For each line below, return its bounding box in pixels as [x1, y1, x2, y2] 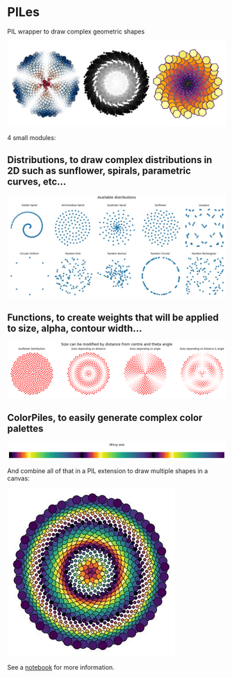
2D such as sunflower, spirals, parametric [7, 164, 191, 176]
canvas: [7, 475, 30, 483]
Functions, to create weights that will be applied [7, 311, 219, 323]
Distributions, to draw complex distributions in [7, 154, 213, 166]
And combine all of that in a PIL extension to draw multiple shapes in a [7, 467, 208, 475]
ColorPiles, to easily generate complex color [7, 412, 203, 424]
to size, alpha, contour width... [7, 322, 142, 334]
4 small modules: [7, 134, 56, 142]
